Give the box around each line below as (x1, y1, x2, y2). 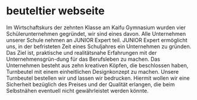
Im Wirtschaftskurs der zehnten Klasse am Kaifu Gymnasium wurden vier (6, 24, 186, 31)
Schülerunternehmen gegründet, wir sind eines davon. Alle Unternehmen (6, 30, 186, 37)
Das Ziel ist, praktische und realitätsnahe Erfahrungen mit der (6, 49, 157, 56)
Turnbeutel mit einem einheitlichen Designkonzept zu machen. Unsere (6, 68, 179, 75)
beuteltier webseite (6, 4, 105, 18)
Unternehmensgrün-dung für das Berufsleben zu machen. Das (6, 55, 161, 62)
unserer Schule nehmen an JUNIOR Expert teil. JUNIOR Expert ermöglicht (6, 36, 188, 43)
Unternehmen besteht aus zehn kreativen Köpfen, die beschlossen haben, (6, 61, 189, 69)
